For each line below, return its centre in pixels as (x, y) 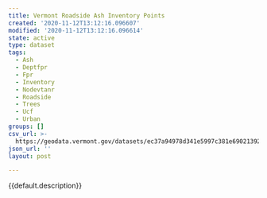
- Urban (28, 119)
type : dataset (32, 45)
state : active (32, 38)
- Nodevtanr (35, 89)
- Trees (28, 104)
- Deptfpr (31, 68)
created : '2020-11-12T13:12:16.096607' (74, 23)
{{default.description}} (45, 186)
